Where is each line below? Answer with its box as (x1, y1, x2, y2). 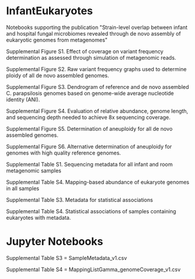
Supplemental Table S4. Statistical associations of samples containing (6, 207, 176, 214)
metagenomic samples (6, 167, 61, 174)
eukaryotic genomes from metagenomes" (6, 36, 108, 43)
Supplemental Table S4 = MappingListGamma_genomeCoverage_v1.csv (6, 265, 181, 273)
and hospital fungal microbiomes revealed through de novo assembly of (6, 30, 181, 37)
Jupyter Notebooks (6, 235, 103, 248)
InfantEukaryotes (6, 4, 93, 18)
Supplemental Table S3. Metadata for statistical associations (6, 196, 154, 203)
